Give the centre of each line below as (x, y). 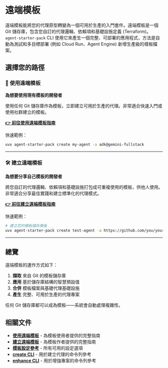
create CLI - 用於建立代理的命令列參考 (52, 354)
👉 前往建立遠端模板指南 (30, 204)
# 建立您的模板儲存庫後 (26, 226)
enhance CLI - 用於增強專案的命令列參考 (54, 361)
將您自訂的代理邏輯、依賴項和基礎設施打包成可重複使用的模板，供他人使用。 (84, 187)
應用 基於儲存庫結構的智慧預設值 (46, 282)
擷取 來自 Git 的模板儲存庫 (39, 276)
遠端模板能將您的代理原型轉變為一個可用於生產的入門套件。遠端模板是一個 (82, 25)
